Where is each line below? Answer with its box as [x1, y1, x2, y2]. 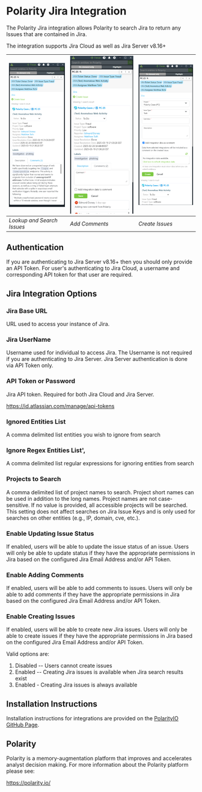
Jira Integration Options [6, 288, 97, 299]
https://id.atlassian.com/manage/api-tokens [6, 402, 115, 409]
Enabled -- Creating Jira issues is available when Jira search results [14, 668, 183, 676]
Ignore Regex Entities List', [6, 446, 86, 454]
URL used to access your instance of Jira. [6, 321, 110, 328]
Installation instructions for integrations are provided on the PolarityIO [6, 715, 179, 722]
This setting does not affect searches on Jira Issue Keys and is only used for [6, 508, 195, 515]
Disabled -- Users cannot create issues [14, 662, 112, 670]
